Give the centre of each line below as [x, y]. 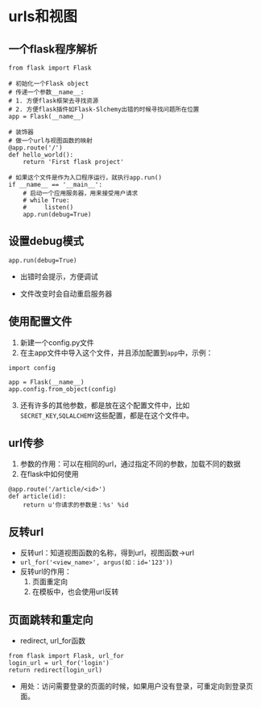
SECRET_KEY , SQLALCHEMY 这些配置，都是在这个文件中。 [107, 415]
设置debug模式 [46, 241]
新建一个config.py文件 [57, 342]
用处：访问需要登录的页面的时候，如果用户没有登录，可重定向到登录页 [137, 686]
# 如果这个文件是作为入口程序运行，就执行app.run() [85, 178]
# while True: [46, 200]
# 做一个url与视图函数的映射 [50, 141]
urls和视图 [43, 17]
